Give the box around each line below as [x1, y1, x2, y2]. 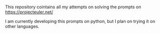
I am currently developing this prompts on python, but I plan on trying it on [5, 19, 156, 24]
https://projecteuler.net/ [5, 9, 53, 15]
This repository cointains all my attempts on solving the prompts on [5, 4, 141, 10]
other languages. [5, 23, 40, 29]
